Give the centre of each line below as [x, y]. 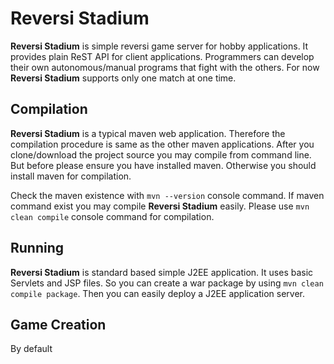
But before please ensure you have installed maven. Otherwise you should [163, 165]
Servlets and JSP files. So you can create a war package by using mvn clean [167, 283]
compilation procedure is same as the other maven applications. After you [162, 144]
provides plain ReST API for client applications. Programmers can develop [162, 56]
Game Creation [58, 324]
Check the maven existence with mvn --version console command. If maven [167, 195]
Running [37, 248]
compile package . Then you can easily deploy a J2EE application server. [157, 293]
